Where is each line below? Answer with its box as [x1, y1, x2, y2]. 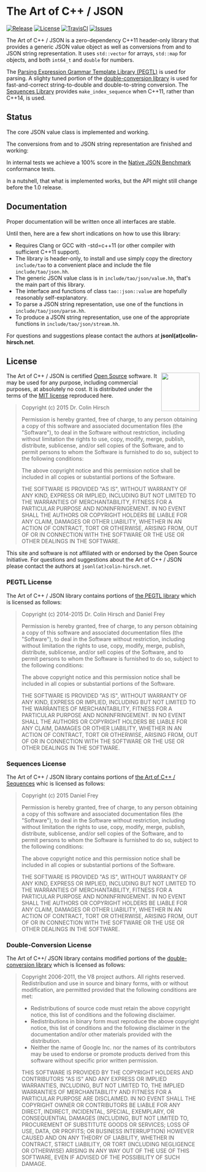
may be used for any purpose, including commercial [6, 379, 138, 387]
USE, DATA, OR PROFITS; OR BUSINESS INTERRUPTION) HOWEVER [21, 1128, 194, 1135]
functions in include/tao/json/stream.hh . [15, 320, 120, 327]
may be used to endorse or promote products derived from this [30, 1050, 190, 1058]
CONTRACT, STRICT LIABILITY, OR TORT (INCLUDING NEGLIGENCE [21, 1141, 196, 1148]
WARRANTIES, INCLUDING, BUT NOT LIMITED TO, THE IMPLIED [21, 1082, 185, 1089]
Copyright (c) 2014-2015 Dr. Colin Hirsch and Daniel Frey [21, 610, 166, 618]
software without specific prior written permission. [30, 1057, 158, 1064]
